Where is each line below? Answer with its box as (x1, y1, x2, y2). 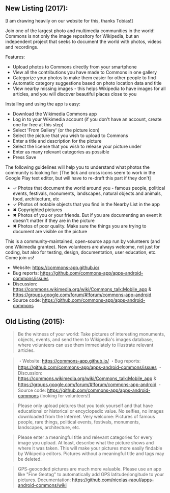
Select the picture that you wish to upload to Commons (12, 132, 128, 139)
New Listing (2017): (5, 4, 68, 13)
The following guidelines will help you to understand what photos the (5, 164, 150, 170)
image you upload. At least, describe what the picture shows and (17, 439, 154, 445)
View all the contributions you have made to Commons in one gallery (12, 69, 157, 75)
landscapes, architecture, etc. (17, 424, 80, 430)
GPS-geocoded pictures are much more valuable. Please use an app (17, 465, 162, 472)
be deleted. (17, 456, 42, 462)
